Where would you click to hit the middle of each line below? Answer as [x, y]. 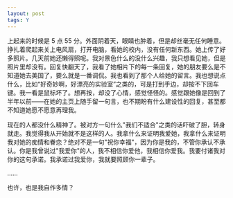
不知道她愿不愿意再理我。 [44, 110]
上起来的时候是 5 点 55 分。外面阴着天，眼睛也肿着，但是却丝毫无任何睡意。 [116, 40]
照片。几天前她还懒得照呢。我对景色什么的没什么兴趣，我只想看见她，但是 [119, 58]
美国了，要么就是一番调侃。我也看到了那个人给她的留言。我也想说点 [128, 75]
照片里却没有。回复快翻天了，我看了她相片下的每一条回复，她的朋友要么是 [113, 66]
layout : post [26, 13]
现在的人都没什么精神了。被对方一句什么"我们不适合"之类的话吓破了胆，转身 [116, 125]
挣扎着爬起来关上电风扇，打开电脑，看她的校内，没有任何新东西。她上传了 [113, 49]
